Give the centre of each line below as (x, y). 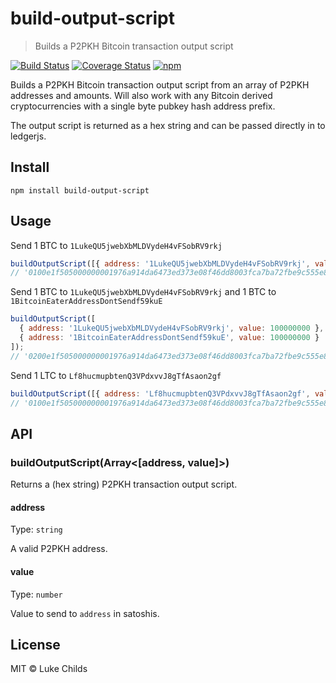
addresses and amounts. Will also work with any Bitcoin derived (141, 95)
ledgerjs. (28, 136)
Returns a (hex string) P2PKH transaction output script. (124, 484)
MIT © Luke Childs (49, 669)
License (35, 644)
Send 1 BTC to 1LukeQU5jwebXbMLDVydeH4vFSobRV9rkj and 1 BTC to (143, 292)
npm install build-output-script (80, 190)
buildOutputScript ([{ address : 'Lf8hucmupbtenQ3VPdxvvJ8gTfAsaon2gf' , (160, 393)
